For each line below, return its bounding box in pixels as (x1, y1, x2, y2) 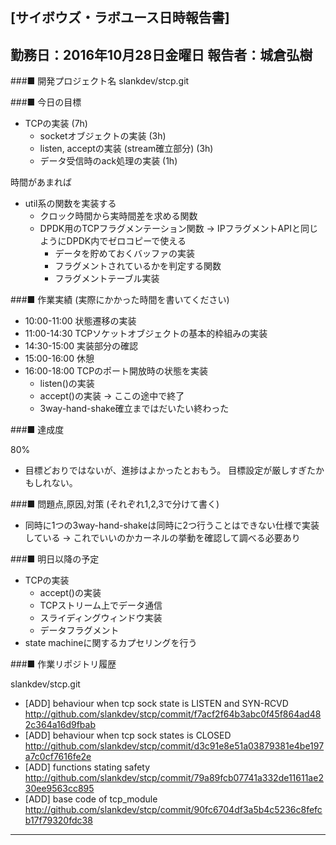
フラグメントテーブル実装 (54, 273, 160, 285)
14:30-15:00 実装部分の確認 (24, 340, 139, 352)
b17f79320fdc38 (24, 814, 93, 827)
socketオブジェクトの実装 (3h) (39, 130, 167, 142)
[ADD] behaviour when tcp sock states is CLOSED (24, 729, 232, 742)
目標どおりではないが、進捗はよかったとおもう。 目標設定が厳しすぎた (24, 464, 316, 477)
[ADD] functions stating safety (24, 761, 151, 773)
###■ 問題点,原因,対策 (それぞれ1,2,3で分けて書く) (10, 498, 220, 510)
